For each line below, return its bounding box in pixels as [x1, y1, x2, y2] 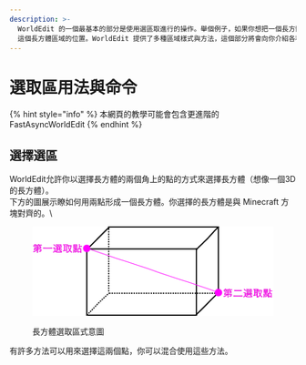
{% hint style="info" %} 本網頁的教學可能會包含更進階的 [9, 109, 220, 120]
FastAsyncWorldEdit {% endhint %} [9, 119, 143, 130]
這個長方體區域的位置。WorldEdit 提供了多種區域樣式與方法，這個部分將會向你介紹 [17, 34, 290, 43]
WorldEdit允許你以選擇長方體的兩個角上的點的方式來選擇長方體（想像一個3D [9, 174, 296, 185]
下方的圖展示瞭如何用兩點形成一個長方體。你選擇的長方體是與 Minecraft [9, 197, 280, 208]
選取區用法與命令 [9, 77, 138, 97]
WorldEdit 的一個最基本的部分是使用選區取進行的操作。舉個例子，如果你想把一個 [17, 24, 282, 34]
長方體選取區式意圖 [32, 326, 105, 337]
